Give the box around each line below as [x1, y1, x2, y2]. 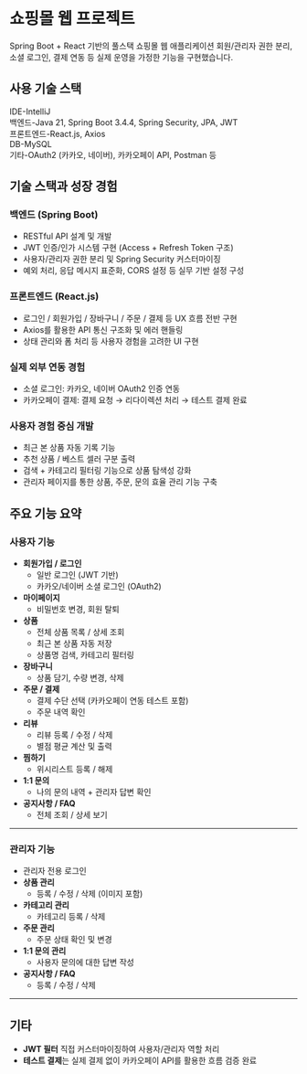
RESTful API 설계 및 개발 [22, 230, 112, 242]
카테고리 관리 [22, 899, 70, 910]
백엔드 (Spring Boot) [9, 208, 99, 221]
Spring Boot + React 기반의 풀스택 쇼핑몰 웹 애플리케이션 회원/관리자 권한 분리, [9, 40, 292, 51]
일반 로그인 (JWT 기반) [36, 569, 119, 580]
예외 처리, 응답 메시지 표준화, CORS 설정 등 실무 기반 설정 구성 [22, 265, 245, 276]
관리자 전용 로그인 [22, 866, 87, 877]
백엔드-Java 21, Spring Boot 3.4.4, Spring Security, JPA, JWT [9, 116, 238, 128]
